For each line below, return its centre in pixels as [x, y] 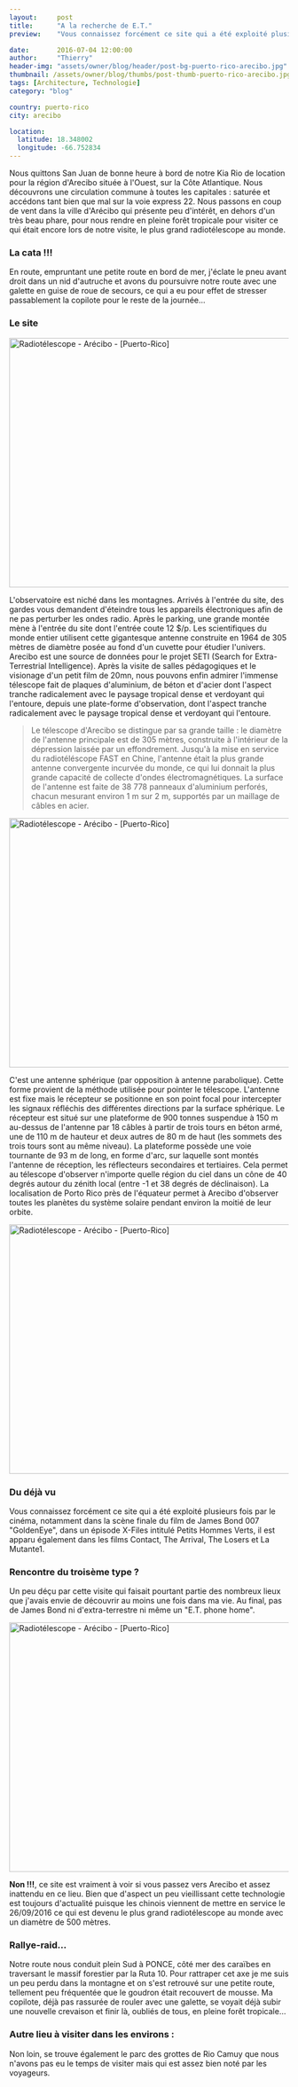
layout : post [41, 17]
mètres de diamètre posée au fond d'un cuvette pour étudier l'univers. [137, 647]
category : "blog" [41, 91]
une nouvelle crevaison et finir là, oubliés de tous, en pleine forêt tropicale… [148, 2012]
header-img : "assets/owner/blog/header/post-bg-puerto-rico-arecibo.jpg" [149, 67]
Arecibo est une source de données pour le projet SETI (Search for [131, 656]
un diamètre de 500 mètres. [60, 1922]
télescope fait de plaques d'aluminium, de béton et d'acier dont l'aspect [141, 685]
